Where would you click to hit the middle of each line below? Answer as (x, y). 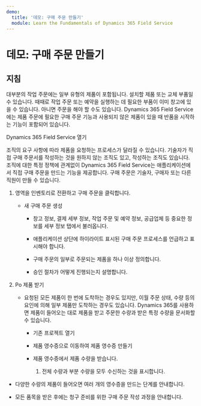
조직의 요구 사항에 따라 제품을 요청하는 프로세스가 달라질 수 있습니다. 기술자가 (97, 150)
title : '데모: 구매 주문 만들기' (48, 17)
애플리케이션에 (174, 165)
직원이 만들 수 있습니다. (34, 180)
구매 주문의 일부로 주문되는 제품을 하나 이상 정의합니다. (97, 259)
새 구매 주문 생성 (43, 206)
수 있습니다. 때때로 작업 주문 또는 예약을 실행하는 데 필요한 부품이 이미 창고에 (96, 102)
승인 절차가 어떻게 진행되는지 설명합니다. (80, 272)
